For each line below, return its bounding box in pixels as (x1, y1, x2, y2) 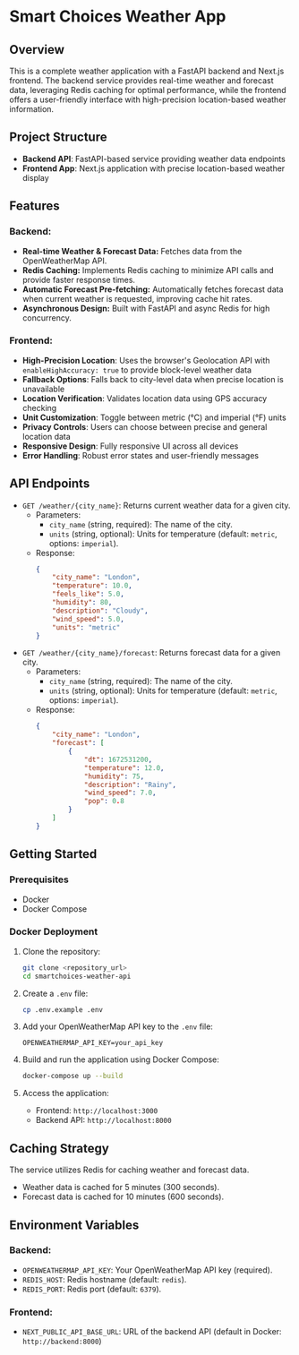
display (21, 172, 49, 183)
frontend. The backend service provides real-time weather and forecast (9, 75, 274, 86)
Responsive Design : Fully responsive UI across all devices (21, 441, 239, 451)
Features (9, 199, 60, 214)
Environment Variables (9, 1217, 140, 1232)
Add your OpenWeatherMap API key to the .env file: (21, 1021, 213, 1032)
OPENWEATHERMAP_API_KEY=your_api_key (21, 1039, 164, 1048)
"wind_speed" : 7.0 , (83, 788, 157, 798)
